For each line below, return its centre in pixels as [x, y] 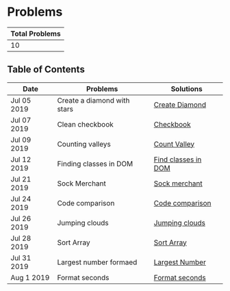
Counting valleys [84, 144]
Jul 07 [21, 120]
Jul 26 [21, 218]
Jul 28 [21, 238]
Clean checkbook [86, 124]
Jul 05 [21, 100]
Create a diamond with [93, 100]
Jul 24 [21, 199]
